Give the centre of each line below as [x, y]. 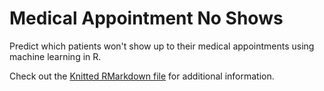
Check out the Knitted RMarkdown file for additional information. [142, 76]
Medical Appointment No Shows [146, 18]
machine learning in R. [55, 56]
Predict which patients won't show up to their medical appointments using [162, 46]
